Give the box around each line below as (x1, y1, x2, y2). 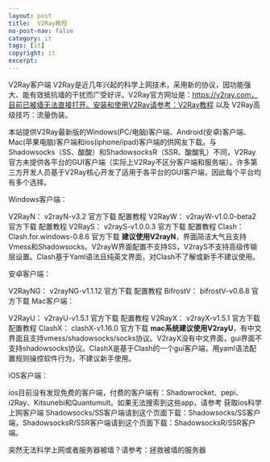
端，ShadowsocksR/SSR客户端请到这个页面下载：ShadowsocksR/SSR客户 (8, 418, 256, 427)
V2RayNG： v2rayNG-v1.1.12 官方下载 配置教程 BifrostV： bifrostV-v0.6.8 (8, 286, 250, 295)
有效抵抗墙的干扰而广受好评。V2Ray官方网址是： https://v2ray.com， (29, 89, 259, 99)
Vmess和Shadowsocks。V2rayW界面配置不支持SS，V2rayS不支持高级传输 (8, 241, 258, 251)
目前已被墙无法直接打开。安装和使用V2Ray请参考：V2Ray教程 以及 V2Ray (8, 100, 254, 109)
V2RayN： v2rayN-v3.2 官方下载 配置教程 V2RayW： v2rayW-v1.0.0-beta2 (8, 211, 256, 221)
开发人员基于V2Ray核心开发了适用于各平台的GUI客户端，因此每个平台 (22, 167, 255, 177)
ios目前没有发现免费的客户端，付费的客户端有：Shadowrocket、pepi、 (8, 387, 243, 397)
